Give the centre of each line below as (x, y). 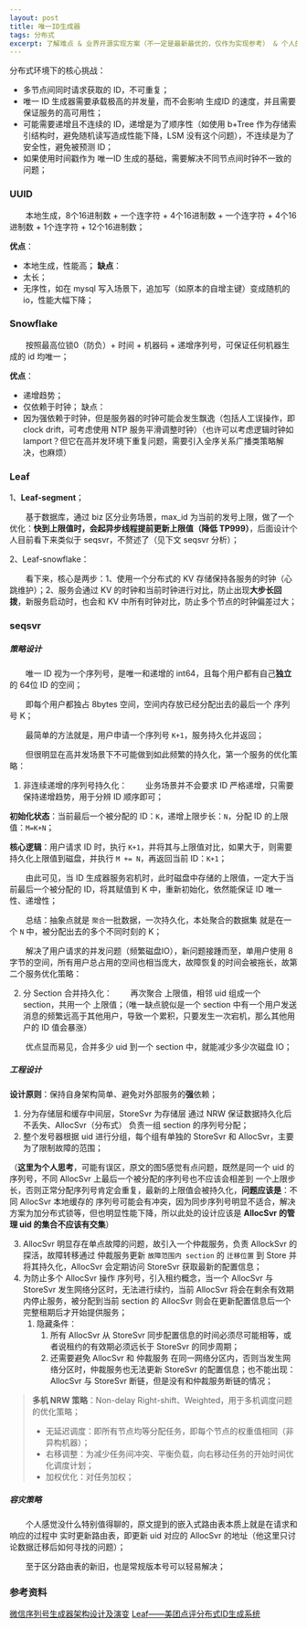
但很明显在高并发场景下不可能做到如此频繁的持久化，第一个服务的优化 (158, 755)
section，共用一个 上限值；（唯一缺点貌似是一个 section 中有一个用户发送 (159, 1005)
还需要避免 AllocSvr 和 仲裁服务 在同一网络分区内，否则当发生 (166, 1358)
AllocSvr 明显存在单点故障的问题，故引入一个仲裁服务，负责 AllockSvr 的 (160, 1244)
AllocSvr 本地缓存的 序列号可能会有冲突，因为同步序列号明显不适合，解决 (158, 1201)
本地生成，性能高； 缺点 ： (72, 265)
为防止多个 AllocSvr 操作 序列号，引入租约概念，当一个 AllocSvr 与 (148, 1278)
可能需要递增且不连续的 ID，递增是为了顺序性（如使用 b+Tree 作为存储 (155, 124)
